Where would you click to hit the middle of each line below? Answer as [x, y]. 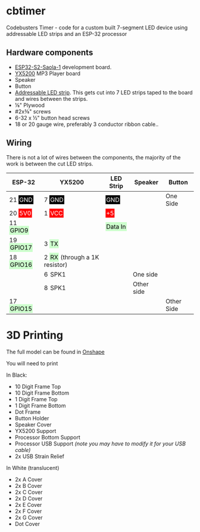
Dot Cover [27, 524]
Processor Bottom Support [47, 437]
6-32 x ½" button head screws [52, 118]
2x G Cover [29, 517]
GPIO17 [21, 247]
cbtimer [26, 11]
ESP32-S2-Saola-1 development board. [63, 67]
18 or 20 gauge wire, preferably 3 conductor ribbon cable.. [87, 124]
